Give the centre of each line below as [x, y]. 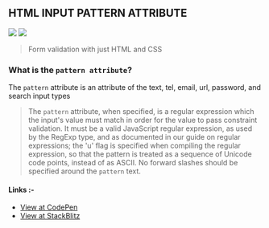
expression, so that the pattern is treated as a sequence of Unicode [140, 154]
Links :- [21, 189]
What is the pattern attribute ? [70, 70]
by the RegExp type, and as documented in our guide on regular [134, 137]
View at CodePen [49, 207]
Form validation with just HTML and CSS [95, 49]
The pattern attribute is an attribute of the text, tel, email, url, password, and [135, 88]
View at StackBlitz [50, 216]
